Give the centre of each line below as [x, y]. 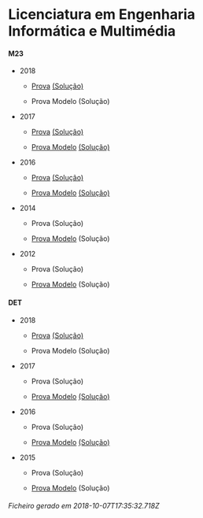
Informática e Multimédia [92, 31]
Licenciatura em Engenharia [102, 15]
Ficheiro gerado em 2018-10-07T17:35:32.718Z [84, 506]
